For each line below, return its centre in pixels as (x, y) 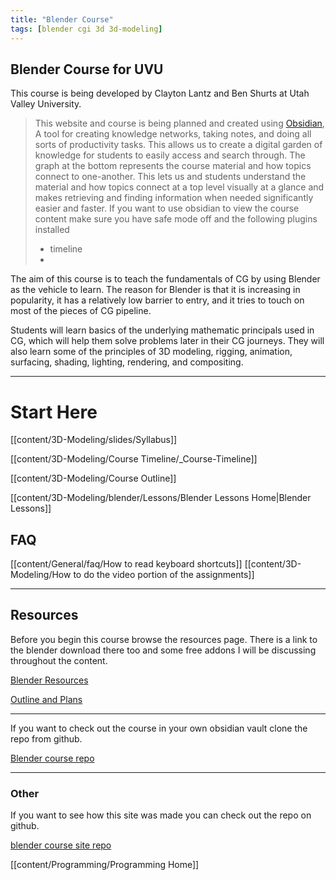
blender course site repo (61, 845)
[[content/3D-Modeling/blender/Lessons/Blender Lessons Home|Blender (161, 498)
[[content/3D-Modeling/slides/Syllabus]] (94, 440)
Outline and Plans (46, 699)
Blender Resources (49, 680)
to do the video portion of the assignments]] (164, 575)
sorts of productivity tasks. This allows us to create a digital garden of (178, 145)
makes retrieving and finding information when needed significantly (174, 198)
